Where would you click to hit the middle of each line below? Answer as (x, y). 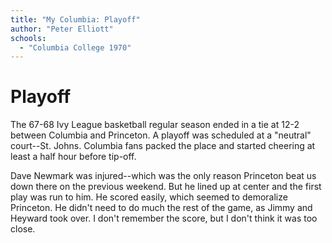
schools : (28, 38)
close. (23, 229)
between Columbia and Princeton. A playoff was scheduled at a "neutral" (161, 135)
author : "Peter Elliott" (62, 29)
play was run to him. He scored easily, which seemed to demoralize (149, 197)
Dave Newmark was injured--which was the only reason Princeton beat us (163, 176)
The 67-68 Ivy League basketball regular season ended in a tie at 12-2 (155, 125)
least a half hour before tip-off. (73, 157)
